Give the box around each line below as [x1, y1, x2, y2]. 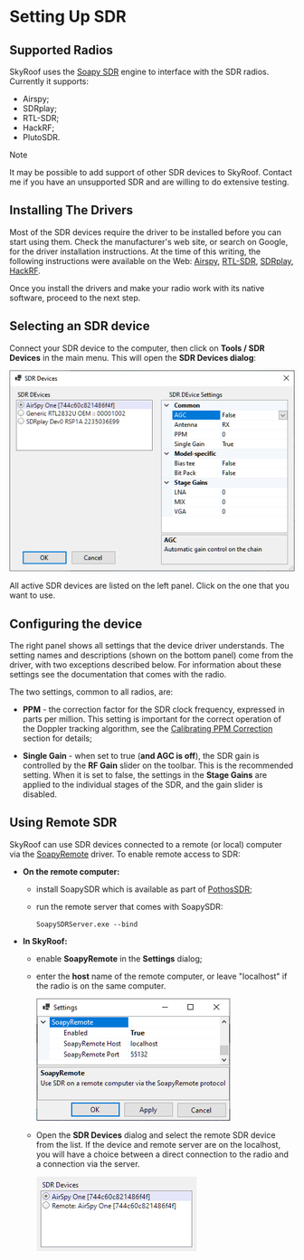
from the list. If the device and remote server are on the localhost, [35, 1139, 281, 1150]
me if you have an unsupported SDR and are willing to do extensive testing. [9, 176, 290, 187]
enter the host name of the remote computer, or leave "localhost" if [35, 971, 288, 981]
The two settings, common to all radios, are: [9, 686, 174, 697]
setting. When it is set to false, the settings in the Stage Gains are [22, 769, 268, 780]
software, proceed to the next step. [9, 292, 141, 303]
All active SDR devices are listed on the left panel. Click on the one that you [9, 581, 290, 592]
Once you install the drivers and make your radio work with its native [9, 282, 265, 293]
